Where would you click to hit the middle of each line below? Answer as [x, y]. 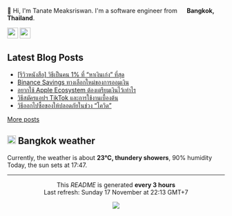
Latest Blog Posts [46, 58]
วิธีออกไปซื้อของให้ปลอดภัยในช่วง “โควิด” [64, 105]
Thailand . [21, 18]
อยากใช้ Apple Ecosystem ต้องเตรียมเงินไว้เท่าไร [77, 90]
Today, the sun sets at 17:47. [47, 165]
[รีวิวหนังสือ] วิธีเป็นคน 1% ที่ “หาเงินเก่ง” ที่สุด [71, 74]
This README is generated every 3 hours [116, 185]
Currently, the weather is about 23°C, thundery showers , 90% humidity [110, 157]
